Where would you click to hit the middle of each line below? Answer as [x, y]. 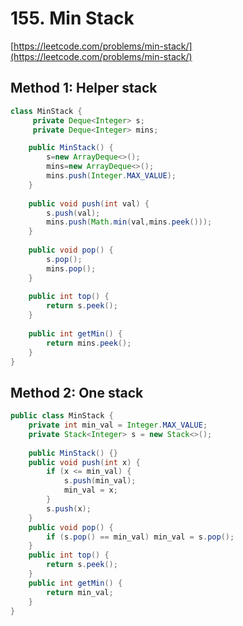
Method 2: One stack [77, 392]
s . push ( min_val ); [100, 481]
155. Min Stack [72, 18]
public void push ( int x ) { [84, 462]
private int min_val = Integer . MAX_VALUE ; [118, 425]
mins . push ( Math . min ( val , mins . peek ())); [129, 222]
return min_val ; [80, 592]
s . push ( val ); [73, 213]
